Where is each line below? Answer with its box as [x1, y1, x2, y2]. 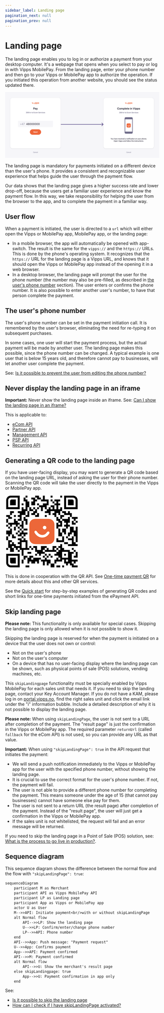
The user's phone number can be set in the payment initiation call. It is [5, 319, 147, 326]
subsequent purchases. [5, 330, 53, 336]
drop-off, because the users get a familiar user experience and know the [5, 188, 152, 194]
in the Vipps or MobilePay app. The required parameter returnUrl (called [5, 726, 152, 732]
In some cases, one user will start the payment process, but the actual [5, 339, 147, 345]
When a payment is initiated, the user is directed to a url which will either [5, 226, 153, 232]
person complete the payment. [12, 292, 74, 298]
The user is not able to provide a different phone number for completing [12, 787, 158, 793]
